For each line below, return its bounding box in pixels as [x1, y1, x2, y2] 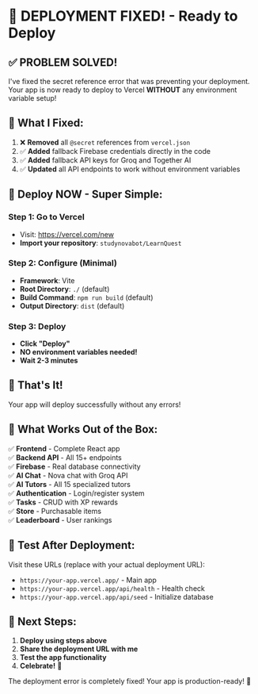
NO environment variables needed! [19, 347, 138, 357]
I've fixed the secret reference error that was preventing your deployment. [8, 77, 251, 86]
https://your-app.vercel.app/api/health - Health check [19, 583, 206, 593]
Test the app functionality [19, 653, 107, 662]
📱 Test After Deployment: [8, 539, 135, 552]
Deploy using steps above [19, 636, 108, 646]
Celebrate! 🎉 [19, 661, 63, 671]
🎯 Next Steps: [8, 615, 77, 628]
